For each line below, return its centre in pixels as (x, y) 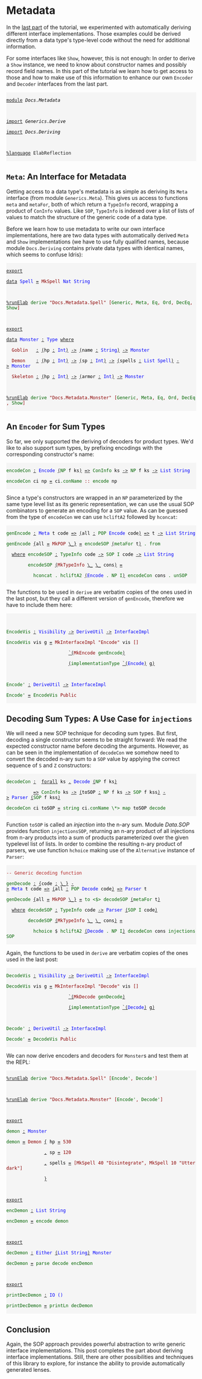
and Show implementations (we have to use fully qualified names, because (98, 242)
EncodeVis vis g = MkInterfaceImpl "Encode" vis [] (72, 642)
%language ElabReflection (39, 153)
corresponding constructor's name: (50, 454)
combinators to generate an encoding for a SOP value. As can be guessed (97, 510)
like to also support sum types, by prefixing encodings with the (84, 448)
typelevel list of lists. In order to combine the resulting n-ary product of (94, 844)
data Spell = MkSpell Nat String (48, 281)
